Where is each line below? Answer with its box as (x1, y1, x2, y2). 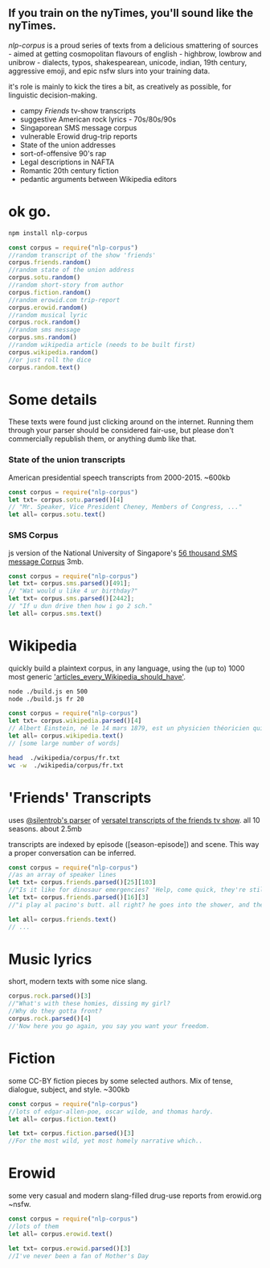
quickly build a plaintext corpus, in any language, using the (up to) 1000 (8, 663, 245, 673)
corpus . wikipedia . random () (8, 348, 99, 357)
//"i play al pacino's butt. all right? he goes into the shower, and (8, 901, 250, 909)
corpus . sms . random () (8, 333, 78, 341)
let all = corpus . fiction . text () (8, 1115, 117, 1123)
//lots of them (8, 1222, 59, 1230)
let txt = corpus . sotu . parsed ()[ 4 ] (8, 495, 125, 504)
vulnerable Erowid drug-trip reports (19, 131, 138, 141)
